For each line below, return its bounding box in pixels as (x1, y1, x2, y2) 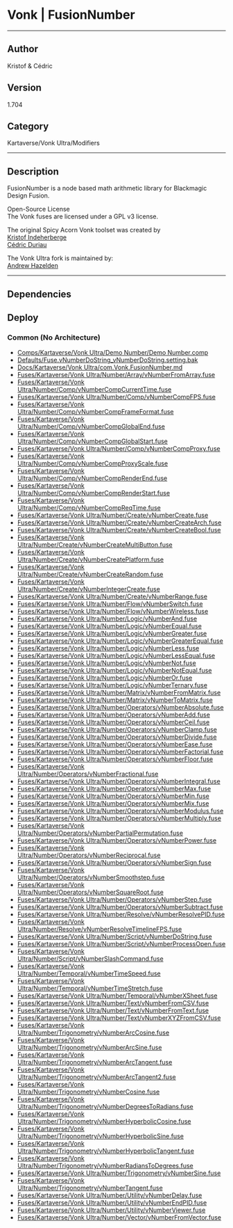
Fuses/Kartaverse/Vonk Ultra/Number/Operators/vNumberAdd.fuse (17, 710, 210, 719)
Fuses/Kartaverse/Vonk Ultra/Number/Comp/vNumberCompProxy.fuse (17, 445, 221, 453)
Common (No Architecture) (7, 333, 101, 342)
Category (7, 120, 49, 132)
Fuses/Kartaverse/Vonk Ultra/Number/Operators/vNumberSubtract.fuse (17, 903, 223, 911)
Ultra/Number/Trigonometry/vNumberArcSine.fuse (17, 1044, 162, 1052)
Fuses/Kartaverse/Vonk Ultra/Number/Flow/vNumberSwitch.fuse (17, 600, 203, 608)
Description (7, 166, 59, 177)
